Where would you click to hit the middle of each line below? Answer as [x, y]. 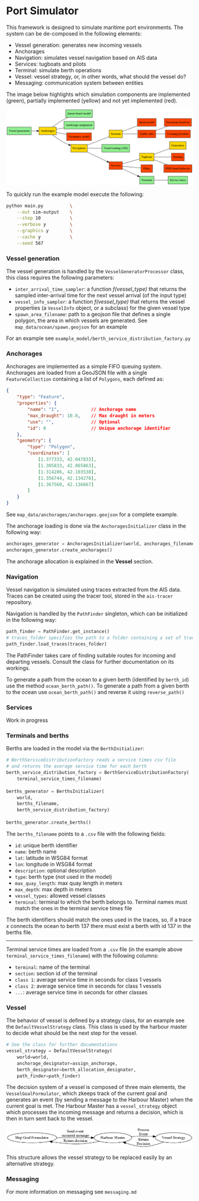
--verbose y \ [45, 224]
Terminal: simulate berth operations [58, 70]
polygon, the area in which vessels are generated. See [81, 320]
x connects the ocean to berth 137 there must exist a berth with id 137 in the [99, 926]
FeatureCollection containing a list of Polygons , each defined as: [85, 379]
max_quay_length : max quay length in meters [68, 883]
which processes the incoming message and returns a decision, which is [95, 1112]
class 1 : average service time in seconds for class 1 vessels [88, 980]
